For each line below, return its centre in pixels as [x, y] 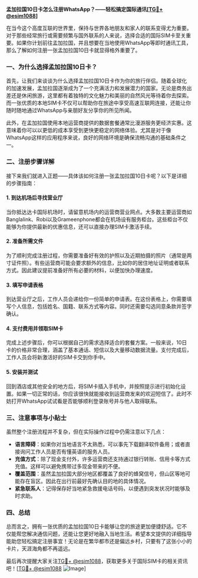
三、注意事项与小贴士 [36, 418]
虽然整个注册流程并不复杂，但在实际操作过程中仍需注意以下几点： [86, 431]
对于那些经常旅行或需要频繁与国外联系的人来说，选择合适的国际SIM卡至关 [96, 35]
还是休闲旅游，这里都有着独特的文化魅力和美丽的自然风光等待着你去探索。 [101, 96]
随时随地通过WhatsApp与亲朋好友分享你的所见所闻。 [70, 110]
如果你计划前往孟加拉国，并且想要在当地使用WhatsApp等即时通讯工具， [104, 43]
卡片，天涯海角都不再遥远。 [40, 549]
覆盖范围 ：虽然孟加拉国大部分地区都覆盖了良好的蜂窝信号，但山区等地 [100, 474]
